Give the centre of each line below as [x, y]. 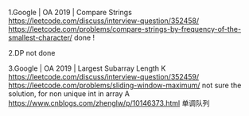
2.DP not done [32, 53]
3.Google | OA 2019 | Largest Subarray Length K [87, 68]
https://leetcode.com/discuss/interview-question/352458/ [104, 21]
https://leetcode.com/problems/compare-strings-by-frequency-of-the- [124, 29]
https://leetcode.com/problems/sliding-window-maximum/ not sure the [125, 85]
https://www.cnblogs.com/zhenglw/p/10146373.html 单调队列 [109, 103]
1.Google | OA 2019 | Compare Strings [70, 12]
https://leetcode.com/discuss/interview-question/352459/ [104, 77]
